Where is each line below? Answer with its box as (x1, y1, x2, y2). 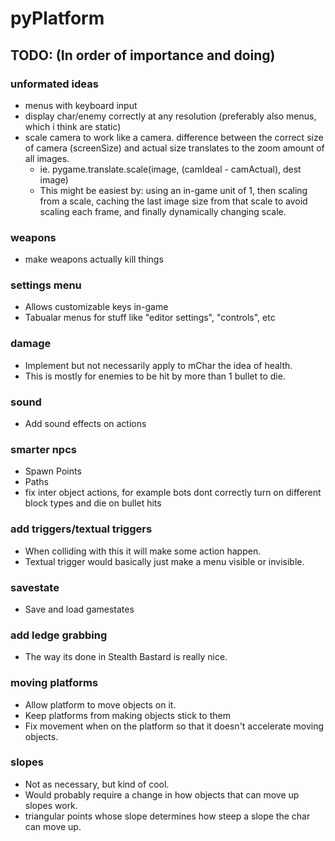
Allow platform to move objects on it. (24, 698, 177, 711)
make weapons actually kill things (24, 253, 164, 266)
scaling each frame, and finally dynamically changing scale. (39, 205, 287, 217)
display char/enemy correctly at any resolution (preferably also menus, (24, 110, 317, 122)
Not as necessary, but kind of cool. (24, 778, 170, 790)
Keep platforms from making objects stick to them (24, 709, 231, 721)
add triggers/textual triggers (10, 522, 153, 536)
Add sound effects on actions (24, 418, 147, 430)
